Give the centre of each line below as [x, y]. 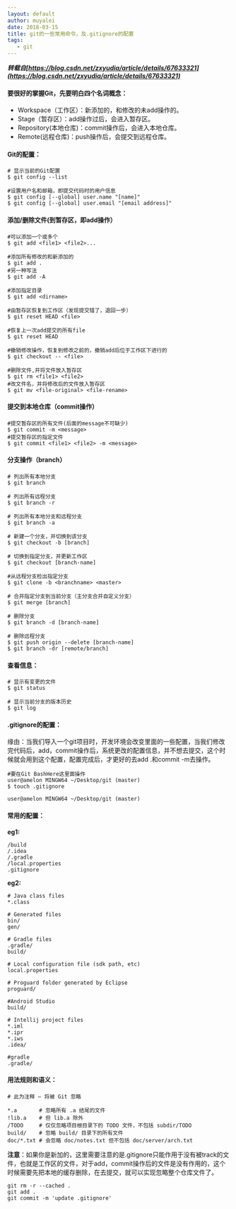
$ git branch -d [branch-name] [53, 623]
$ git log [22, 708]
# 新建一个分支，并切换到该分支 [47, 537]
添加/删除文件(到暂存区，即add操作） [62, 220]
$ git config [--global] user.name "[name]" [74, 197]
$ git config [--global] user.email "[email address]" [90, 204]
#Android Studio [31, 1001]
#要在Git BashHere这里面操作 [47, 774]
